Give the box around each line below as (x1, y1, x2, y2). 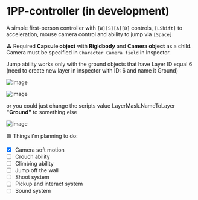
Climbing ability (14, 160, 54, 167)
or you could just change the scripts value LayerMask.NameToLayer (6, 102, 176, 109)
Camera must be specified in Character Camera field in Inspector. (6, 48, 171, 56)
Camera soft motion (14, 146, 65, 153)
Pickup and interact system (14, 180, 83, 188)
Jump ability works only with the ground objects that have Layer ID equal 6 (6, 60, 193, 68)
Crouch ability (14, 153, 50, 160)
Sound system (14, 187, 51, 195)
